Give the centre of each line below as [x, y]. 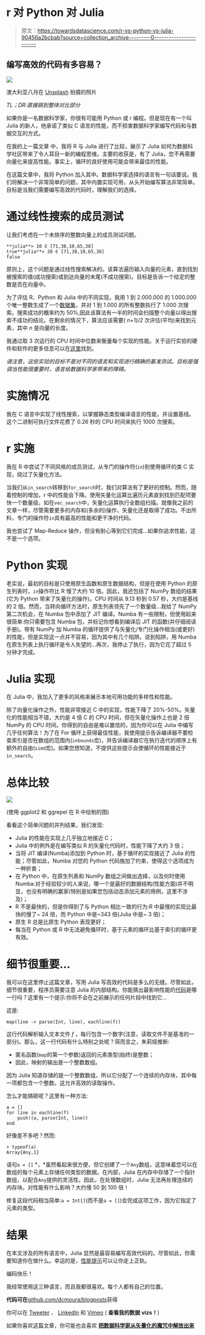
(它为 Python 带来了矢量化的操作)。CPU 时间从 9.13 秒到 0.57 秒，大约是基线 [102, 598]
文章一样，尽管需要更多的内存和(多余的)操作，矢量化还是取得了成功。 [94, 510]
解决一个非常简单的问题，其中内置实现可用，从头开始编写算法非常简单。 [107, 182]
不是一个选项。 [25, 538]
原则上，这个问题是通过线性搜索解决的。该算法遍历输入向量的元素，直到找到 [102, 269]
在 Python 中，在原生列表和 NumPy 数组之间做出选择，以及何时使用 [100, 876]
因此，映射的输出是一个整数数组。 [58, 1062]
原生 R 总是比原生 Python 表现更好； [61, 922]
